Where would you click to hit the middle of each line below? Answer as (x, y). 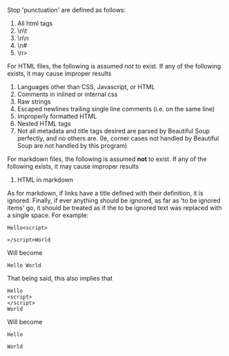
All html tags (35, 23)
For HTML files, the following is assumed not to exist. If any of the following (114, 66)
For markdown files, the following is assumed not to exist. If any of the (107, 159)
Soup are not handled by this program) (72, 146)
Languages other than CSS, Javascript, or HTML (86, 87)
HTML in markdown (45, 180)
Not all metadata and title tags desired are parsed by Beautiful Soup (113, 131)
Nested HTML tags (44, 123)
